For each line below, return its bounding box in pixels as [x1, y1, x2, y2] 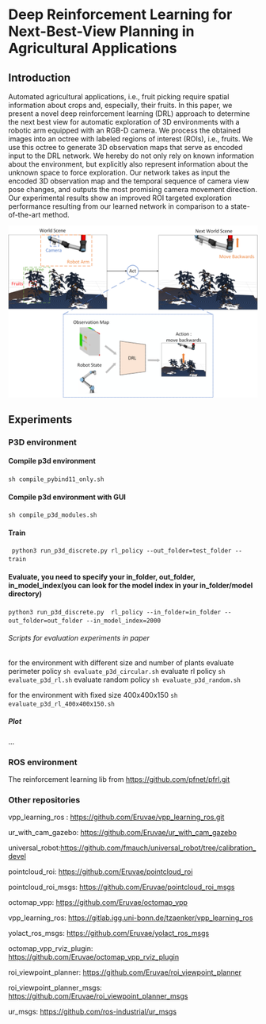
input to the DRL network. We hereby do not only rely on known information [8, 151, 255, 160]
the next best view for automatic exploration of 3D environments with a [8, 117, 240, 126]
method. [42, 210, 70, 219]
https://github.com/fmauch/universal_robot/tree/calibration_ [60, 843, 256, 853]
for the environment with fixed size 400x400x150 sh [8, 690, 178, 699]
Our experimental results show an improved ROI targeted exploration [8, 193, 232, 202]
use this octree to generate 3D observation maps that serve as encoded [8, 143, 243, 152]
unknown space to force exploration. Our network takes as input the [8, 168, 230, 177]
